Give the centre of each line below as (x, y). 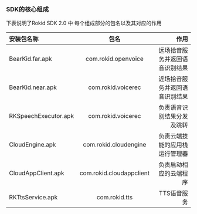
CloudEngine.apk (33, 145)
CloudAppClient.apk (37, 173)
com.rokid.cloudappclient (115, 173)
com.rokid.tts (115, 198)
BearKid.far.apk (30, 59)
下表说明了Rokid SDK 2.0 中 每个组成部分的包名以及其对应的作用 (84, 23)
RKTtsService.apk (33, 198)
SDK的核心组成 (28, 9)
